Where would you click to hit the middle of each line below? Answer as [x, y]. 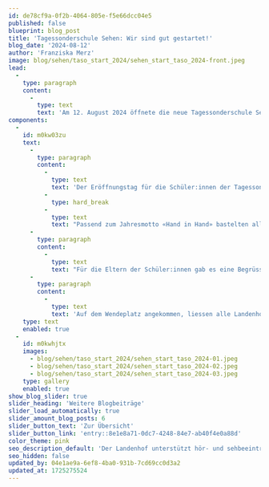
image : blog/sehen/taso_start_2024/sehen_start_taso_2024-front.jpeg [127, 61]
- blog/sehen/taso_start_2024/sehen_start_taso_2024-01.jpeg [134, 359]
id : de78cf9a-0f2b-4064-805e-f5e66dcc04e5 [80, 16]
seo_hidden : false [39, 456]
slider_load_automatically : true [64, 411]
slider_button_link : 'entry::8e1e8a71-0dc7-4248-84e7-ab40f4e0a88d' [125, 433]
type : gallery [46, 381]
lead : [17, 68]
